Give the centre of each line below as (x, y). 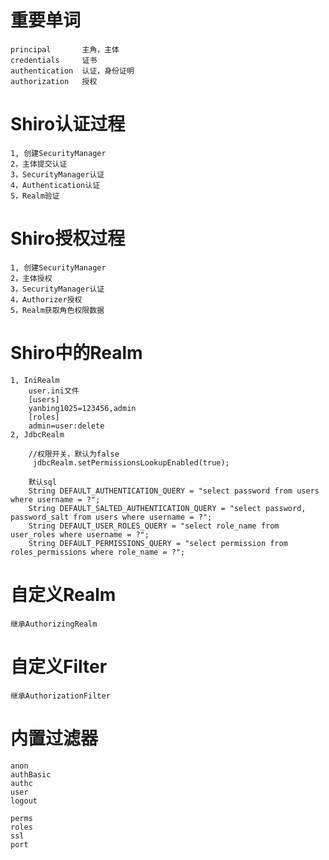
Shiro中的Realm (76, 353)
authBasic (31, 774)
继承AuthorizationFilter (60, 696)
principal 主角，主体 (65, 49)
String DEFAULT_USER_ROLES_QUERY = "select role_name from (154, 526)
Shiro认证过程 (68, 124)
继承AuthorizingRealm (54, 624)
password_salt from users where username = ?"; (111, 517)
